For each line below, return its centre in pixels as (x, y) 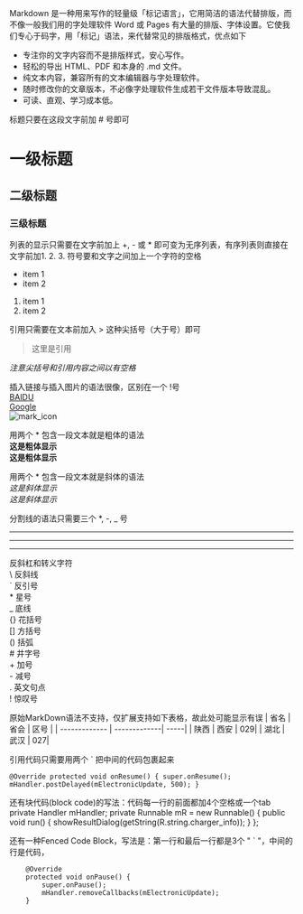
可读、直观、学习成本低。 (70, 100)
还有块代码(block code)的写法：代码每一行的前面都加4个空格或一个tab (140, 802)
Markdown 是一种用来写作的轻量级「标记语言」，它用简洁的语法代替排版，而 (151, 13)
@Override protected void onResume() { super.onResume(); (120, 776)
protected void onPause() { (78, 877)
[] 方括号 (26, 630)
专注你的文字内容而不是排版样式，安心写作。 (106, 55)
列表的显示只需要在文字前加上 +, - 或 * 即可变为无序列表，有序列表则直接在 (149, 244)
